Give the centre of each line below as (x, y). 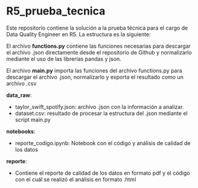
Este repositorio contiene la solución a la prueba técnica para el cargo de (97, 28)
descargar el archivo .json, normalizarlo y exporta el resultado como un (95, 77)
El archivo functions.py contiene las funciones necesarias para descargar (99, 46)
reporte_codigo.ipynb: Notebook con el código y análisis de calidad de (103, 143)
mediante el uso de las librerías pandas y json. (64, 59)
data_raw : (19, 95)
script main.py (33, 120)
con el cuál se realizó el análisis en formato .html (75, 179)
